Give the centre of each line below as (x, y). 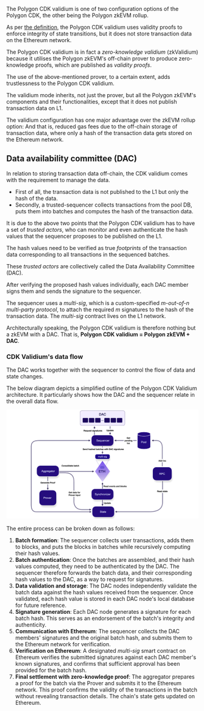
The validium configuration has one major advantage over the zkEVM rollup (101, 120)
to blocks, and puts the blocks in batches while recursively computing (103, 547)
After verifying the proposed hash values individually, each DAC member (97, 284)
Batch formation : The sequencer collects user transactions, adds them (104, 540)
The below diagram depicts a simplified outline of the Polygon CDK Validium (102, 388)
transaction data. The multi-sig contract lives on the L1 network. (86, 316)
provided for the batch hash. (51, 670)
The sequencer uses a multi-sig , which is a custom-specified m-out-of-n (98, 303)
